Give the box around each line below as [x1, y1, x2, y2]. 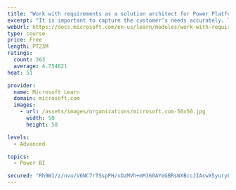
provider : [7, 82, 37, 89]
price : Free [7, 37, 42, 44]
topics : [7, 153, 30, 160]
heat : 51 [7, 69, 33, 76]
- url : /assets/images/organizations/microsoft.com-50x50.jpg [20, 108, 206, 115]
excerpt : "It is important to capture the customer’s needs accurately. [7, 17, 225, 24]
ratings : [7, 50, 33, 57]
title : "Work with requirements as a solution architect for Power [7, 10, 209, 18]
